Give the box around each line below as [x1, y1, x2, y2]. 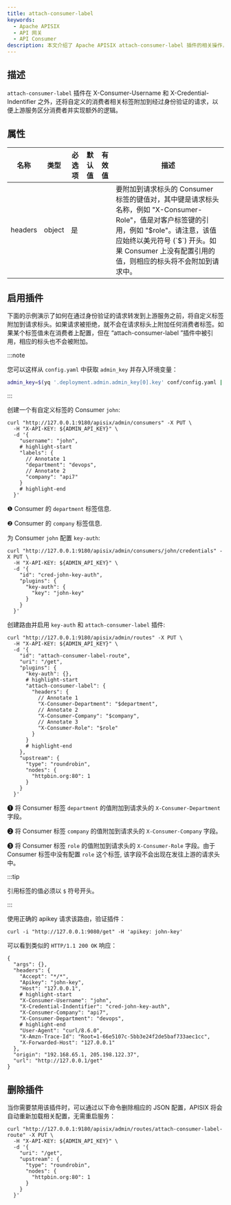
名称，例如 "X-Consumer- [115, 204, 203, 214]
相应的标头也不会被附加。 [19, 338, 91, 346]
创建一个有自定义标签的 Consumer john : [7, 406, 120, 414]
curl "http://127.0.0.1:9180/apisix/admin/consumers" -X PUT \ [7, 420, 192, 426]
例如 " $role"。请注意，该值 [129, 225, 217, 235]
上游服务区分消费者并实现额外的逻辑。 [12, 106, 122, 114]
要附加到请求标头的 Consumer [115, 184, 214, 193]
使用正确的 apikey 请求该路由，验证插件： [7, 915, 126, 923]
